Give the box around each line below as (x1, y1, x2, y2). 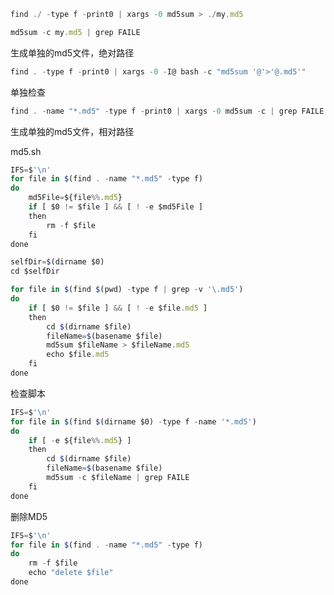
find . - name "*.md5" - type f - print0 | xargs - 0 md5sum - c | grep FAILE (10, 106, 325, 116)
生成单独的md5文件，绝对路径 (10, 46, 135, 59)
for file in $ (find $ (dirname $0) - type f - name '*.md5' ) (10, 416, 257, 427)
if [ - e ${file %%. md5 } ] (28, 435, 132, 445)
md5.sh (10, 145, 42, 157)
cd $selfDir (10, 266, 60, 277)
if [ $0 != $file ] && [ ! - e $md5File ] (28, 202, 203, 212)
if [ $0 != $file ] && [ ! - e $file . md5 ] (28, 303, 208, 313)
